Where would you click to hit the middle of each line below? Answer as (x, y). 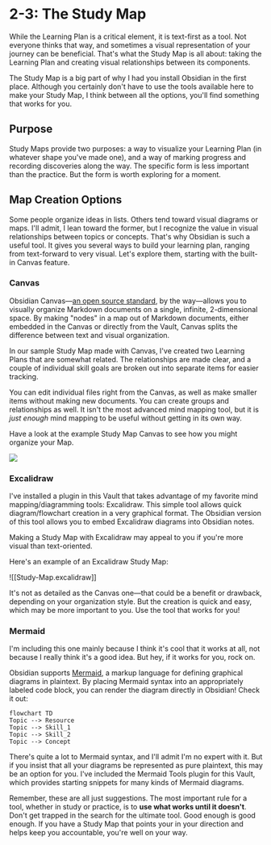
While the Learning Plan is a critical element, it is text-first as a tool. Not (128, 36)
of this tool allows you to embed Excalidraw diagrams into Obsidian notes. (132, 522)
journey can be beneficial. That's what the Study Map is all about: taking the (135, 53)
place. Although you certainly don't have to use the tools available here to (131, 87)
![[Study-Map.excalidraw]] (53, 577)
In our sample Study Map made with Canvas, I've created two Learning (127, 351)
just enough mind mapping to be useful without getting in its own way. (126, 418)
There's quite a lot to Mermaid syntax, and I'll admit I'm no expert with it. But (136, 757)
